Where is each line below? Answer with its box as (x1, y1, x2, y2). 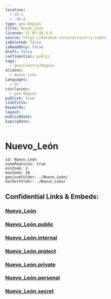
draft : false (5, 49, 32, 54)
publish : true (5, 95, 35, 100)
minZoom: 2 (5, 165, 28, 170)
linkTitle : (5, 100, 28, 105)
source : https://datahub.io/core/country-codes (5, 35, 106, 40)
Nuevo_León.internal (5, 234, 57, 241)
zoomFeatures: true (5, 161, 46, 166)
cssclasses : (5, 86, 30, 91)
